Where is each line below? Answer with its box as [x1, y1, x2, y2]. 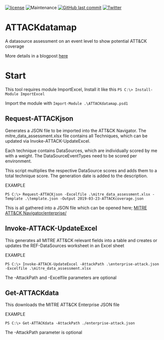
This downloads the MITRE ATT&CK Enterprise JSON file [5, 302, 120, 308]
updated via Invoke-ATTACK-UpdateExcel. [5, 138, 91, 144]
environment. [5, 158, 32, 164]
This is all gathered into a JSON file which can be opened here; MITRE [5, 205, 147, 211]
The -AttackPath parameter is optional [5, 330, 82, 336]
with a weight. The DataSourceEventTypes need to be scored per [5, 153, 137, 158]
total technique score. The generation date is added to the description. [5, 173, 148, 179]
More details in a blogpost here [5, 53, 68, 59]
